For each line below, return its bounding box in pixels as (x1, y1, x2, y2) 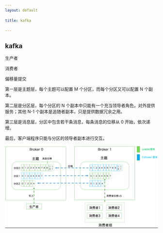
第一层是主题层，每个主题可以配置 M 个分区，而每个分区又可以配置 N (5, 86, 144, 92)
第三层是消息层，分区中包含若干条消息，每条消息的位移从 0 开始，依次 (5, 119, 147, 125)
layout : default (5, 8, 38, 13)
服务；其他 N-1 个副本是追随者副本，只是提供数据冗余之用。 (5, 109, 125, 115)
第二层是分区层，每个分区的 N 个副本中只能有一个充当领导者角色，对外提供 (5, 102, 155, 109)
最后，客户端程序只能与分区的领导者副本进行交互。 (5, 135, 107, 141)
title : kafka (5, 18, 32, 23)
